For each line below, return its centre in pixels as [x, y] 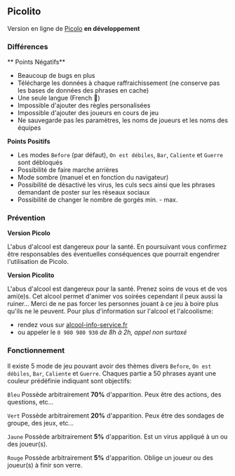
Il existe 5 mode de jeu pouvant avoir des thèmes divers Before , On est [109, 366]
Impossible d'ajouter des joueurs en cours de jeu [88, 113]
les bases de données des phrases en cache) [83, 91]
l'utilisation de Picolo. [38, 262]
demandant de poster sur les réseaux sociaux [83, 192]
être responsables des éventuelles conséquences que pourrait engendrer [113, 254]
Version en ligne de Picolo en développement [74, 28]
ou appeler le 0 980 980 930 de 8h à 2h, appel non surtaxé [102, 332]
